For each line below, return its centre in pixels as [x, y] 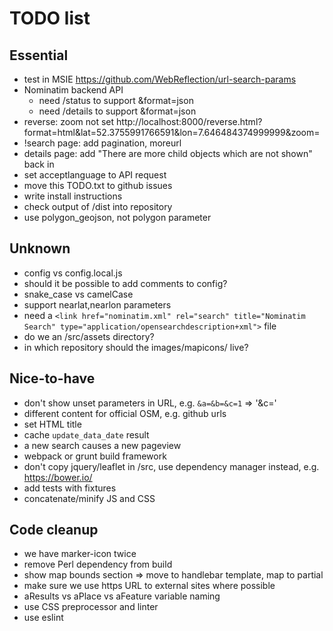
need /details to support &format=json [117, 111]
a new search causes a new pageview [102, 445]
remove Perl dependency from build [98, 564]
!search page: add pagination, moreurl [102, 143]
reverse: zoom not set [69, 121]
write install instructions [73, 196]
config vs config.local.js [73, 273]
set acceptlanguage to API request [95, 175]
